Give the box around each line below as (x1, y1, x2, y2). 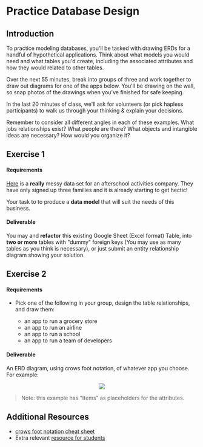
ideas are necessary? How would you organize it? (6, 132, 130, 139)
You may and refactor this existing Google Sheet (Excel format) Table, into (6, 232, 192, 239)
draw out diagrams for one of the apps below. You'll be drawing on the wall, (6, 82, 195, 89)
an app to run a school (24, 330, 81, 338)
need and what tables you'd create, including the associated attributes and (6, 58, 193, 64)
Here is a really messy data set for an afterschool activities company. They (6, 179, 194, 187)
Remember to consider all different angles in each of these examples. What (6, 119, 195, 126)
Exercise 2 (6, 269, 47, 279)
